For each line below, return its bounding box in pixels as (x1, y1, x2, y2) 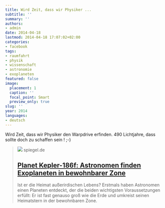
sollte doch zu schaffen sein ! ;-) (5, 137, 71, 143)
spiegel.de (23, 147, 45, 153)
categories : (5, 40, 30, 45)
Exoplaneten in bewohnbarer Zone (17, 169, 126, 177)
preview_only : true (9, 100, 50, 104)
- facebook (5, 44, 28, 49)
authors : (5, 21, 23, 26)
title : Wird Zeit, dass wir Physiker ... (5, 7, 92, 12)
